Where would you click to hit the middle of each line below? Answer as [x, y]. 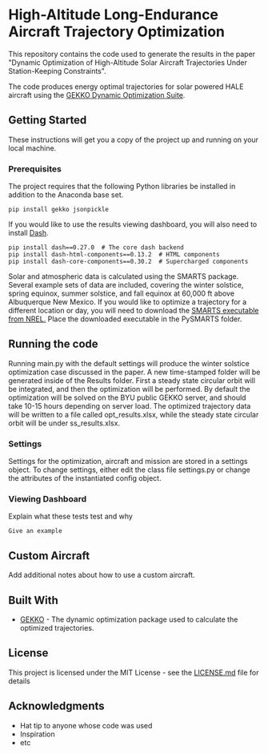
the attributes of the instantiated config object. [85, 478]
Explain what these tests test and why [71, 516]
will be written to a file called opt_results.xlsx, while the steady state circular [134, 414]
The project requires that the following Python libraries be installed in [122, 187]
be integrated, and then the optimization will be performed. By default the [129, 389]
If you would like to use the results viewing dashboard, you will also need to [133, 224]
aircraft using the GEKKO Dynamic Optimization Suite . [97, 95]
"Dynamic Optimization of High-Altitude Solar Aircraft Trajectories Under [128, 62]
